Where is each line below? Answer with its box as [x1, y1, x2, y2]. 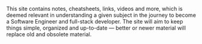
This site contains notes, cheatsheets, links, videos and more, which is [6, 5, 183, 12]
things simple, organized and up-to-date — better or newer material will [6, 24, 186, 31]
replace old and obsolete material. [6, 31, 92, 38]
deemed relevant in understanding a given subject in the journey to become [6, 11, 197, 19]
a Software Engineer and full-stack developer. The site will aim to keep [6, 18, 184, 25]
